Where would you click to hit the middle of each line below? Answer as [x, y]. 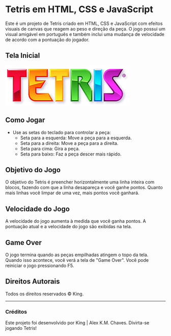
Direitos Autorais [33, 281]
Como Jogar [25, 120]
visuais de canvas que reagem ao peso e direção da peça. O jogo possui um [85, 28]
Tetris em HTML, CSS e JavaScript [79, 9]
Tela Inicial [23, 56]
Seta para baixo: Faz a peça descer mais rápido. [71, 154]
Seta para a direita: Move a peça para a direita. [69, 143]
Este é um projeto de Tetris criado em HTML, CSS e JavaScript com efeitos [84, 23]
